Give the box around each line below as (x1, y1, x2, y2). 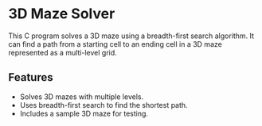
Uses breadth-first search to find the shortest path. (19, 100, 189, 109)
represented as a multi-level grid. (8, 48, 117, 57)
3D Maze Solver (8, 5, 115, 23)
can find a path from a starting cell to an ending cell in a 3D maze (8, 39, 223, 48)
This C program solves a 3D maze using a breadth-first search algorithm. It (8, 31, 255, 40)
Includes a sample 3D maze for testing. (19, 109, 149, 118)
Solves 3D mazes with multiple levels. (19, 92, 144, 101)
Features (8, 71, 53, 84)
